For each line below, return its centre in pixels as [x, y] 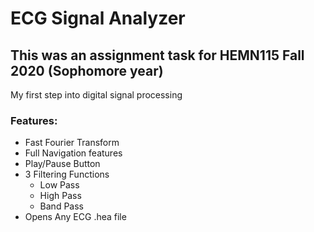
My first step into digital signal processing [96, 95]
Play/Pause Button [62, 164]
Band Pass [61, 206]
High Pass [60, 196]
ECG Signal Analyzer [98, 18]
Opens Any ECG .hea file [75, 217]
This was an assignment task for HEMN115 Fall [157, 55]
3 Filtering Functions [67, 174]
